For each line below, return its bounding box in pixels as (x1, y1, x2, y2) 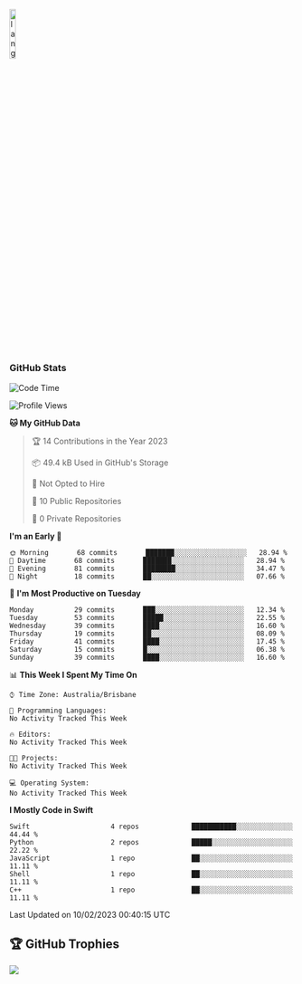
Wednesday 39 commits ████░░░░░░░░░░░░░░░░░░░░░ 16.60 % (9, 621, 285, 630)
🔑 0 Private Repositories (31, 512, 122, 524)
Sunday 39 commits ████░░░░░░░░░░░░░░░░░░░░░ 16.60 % (9, 653, 285, 662)
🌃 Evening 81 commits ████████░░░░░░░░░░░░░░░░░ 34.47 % (9, 564, 285, 573)
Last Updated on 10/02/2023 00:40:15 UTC (9, 909, 171, 920)
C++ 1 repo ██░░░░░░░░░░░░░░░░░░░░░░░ (9, 885, 294, 894)
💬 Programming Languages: (9, 706, 107, 715)
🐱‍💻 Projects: (9, 753, 59, 762)
